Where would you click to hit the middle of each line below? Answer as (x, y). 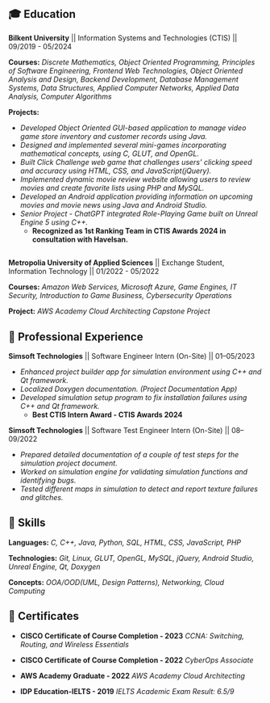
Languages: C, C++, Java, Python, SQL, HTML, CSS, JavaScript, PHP (125, 542)
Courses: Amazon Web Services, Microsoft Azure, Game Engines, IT (123, 287)
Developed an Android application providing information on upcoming (136, 196)
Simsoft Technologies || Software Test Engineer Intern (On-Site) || (119, 431)
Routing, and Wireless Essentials (74, 644)
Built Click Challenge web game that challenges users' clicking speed (136, 162)
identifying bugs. (48, 481)
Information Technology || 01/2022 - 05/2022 (84, 272)
